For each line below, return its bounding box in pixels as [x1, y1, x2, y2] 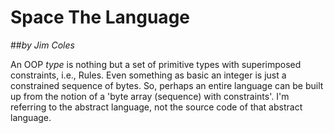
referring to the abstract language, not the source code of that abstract [10, 101, 303, 113]
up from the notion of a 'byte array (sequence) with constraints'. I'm [10, 90, 290, 102]
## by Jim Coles [10, 39, 75, 51]
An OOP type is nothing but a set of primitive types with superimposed [10, 58, 302, 70]
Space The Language [10, 6, 190, 29]
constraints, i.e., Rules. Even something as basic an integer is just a [10, 69, 287, 81]
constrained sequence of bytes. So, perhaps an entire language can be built [10, 79, 324, 91]
